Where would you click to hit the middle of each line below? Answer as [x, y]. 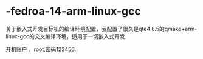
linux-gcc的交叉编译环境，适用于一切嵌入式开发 [65, 36]
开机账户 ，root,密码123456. [41, 49]
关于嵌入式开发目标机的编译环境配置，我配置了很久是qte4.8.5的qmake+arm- [101, 29]
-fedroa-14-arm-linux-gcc [73, 11]
